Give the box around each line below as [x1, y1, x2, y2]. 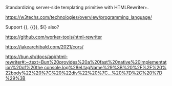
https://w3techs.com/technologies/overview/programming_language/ [5, 14, 152, 20]
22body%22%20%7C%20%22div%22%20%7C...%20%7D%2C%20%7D [5, 70, 163, 76]
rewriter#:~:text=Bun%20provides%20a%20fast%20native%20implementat [5, 59, 167, 65]
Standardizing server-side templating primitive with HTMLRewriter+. [5, 5, 149, 10]
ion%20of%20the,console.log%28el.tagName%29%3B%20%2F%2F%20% [5, 65, 167, 70]
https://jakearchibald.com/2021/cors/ [5, 44, 84, 50]
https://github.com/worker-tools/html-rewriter [5, 34, 102, 40]
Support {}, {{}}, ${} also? [5, 24, 59, 30]
